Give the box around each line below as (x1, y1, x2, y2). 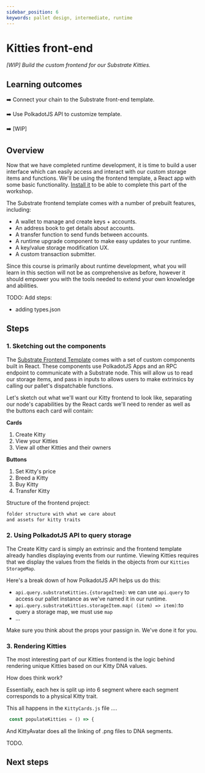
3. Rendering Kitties (6, 642, 67, 650)
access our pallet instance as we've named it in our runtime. (15, 595, 167, 602)
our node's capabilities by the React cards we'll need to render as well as (6, 400, 191, 408)
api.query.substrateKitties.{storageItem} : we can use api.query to (15, 588, 190, 596)
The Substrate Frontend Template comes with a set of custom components (6, 355, 195, 363)
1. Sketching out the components (6, 342, 106, 351)
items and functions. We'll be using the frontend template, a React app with (6, 174, 196, 182)
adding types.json (15, 306, 61, 313)
